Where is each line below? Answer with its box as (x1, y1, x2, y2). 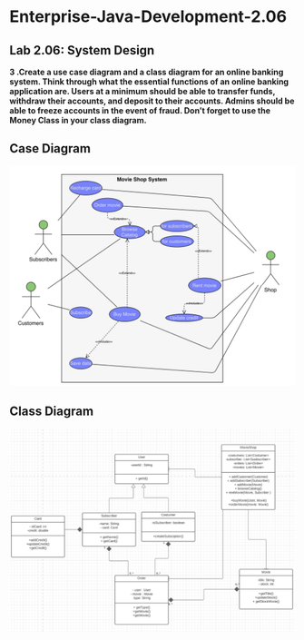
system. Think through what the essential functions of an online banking (9, 76, 289, 87)
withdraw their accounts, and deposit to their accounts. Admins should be (9, 95, 295, 106)
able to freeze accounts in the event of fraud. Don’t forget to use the (9, 105, 270, 115)
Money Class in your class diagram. (9, 115, 147, 125)
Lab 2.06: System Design (9, 43, 155, 58)
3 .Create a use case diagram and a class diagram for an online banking (9, 66, 284, 77)
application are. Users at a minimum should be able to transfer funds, (9, 86, 276, 96)
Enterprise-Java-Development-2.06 (9, 6, 288, 27)
